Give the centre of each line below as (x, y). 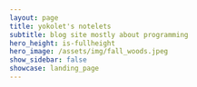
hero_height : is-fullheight (63, 43)
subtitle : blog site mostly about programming (99, 34)
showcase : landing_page (54, 69)
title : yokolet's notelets (60, 26)
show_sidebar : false (49, 60)
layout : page (34, 18)
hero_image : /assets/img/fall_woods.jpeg (89, 52)
